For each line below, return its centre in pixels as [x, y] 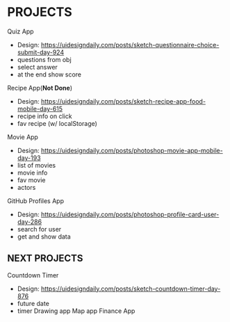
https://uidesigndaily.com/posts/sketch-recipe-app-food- [123, 101]
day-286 [30, 222]
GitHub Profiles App [36, 201]
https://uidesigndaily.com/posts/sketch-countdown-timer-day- [131, 289]
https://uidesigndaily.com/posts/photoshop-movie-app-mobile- [132, 150]
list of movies [36, 165]
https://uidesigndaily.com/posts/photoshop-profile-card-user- [130, 214]
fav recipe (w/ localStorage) [57, 123]
